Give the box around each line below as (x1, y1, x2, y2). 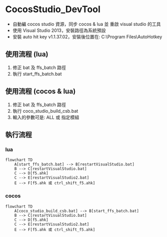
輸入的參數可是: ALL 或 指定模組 (12, 114, 79, 120)
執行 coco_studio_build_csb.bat (12, 108, 78, 114)
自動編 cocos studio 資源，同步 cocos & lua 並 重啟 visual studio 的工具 (12, 21, 161, 27)
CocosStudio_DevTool (5, 4, 101, 15)
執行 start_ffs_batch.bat (12, 71, 62, 77)
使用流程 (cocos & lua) (5, 87, 76, 96)
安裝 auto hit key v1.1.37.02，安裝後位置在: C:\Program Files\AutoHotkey (12, 33, 162, 40)
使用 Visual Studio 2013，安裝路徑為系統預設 (12, 27, 106, 33)
